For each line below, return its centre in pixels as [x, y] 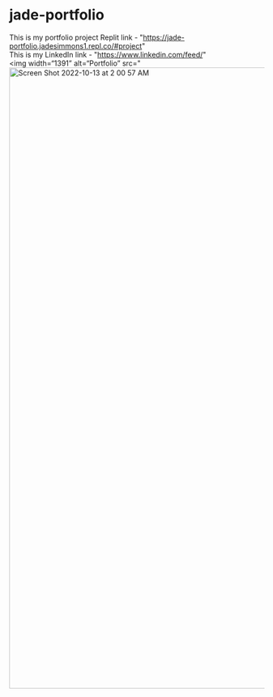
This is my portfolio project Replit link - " [77, 37]
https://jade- [164, 37]
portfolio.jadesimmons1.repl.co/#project [76, 45]
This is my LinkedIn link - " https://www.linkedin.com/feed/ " [108, 54]
